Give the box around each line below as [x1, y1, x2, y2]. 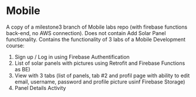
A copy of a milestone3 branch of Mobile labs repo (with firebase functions [6, 23, 188, 30]
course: [6, 42, 25, 49]
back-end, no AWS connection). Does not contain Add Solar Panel [6, 29, 166, 36]
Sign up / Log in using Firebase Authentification [14, 53, 130, 60]
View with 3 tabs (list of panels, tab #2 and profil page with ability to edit [14, 72, 190, 79]
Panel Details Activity [14, 84, 66, 91]
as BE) [14, 65, 31, 72]
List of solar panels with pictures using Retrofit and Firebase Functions [14, 60, 185, 67]
